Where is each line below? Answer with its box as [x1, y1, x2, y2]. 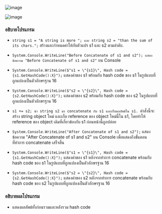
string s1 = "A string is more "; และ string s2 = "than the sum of [12, 38, 153, 43]
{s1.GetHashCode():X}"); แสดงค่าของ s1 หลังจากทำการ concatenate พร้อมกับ [12, 155, 152, 160]
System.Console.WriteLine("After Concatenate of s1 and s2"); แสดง [12, 129, 151, 135]
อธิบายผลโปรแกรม [5, 193, 40, 200]
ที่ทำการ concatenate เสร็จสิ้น [12, 139, 65, 146]
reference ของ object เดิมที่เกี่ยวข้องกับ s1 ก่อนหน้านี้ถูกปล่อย [12, 119, 117, 125]
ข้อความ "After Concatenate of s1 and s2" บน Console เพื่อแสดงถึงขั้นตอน [12, 134, 147, 140]
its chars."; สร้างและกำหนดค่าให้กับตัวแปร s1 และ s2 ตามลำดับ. [12, 42, 124, 48]
